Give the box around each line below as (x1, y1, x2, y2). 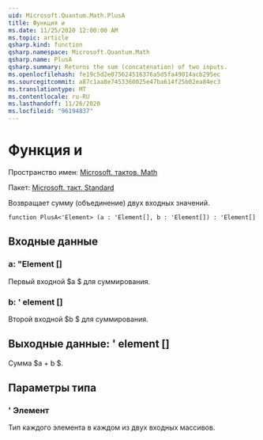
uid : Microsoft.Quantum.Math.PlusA (8, 11, 126, 20)
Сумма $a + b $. (8, 358, 63, 368)
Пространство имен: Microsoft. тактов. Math (8, 167, 158, 176)
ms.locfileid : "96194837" (8, 108, 93, 116)
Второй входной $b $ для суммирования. (8, 314, 148, 324)
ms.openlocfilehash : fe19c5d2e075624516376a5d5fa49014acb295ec (8, 70, 221, 78)
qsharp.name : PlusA (8, 56, 73, 64)
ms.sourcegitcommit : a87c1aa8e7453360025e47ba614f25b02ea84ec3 (8, 78, 221, 85)
